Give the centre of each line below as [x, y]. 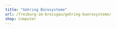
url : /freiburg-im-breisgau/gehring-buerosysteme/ [58, 14]
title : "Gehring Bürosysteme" [36, 10]
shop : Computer [21, 19]
